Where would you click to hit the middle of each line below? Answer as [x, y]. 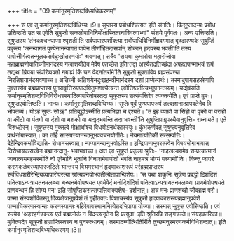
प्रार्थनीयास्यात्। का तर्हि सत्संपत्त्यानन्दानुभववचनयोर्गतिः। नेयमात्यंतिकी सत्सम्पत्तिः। [96, 135]
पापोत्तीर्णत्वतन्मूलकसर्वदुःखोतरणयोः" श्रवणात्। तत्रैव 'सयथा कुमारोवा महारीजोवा [92, 56]
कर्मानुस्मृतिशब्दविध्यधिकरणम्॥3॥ [44, 230]
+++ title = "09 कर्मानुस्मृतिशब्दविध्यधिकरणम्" [62, 11]
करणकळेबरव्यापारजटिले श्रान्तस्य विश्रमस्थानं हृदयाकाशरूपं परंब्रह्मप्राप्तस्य [85, 167]
